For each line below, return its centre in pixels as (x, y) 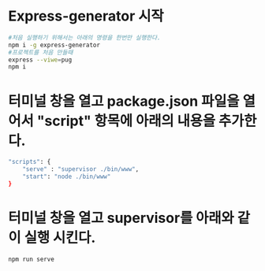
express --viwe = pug (40, 60)
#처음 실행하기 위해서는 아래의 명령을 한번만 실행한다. (84, 37)
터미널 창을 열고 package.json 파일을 (124, 101)
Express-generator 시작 (86, 16)
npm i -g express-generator (54, 45)
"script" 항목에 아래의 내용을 (126, 121)
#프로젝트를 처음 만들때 (41, 52)
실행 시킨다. (60, 238)
